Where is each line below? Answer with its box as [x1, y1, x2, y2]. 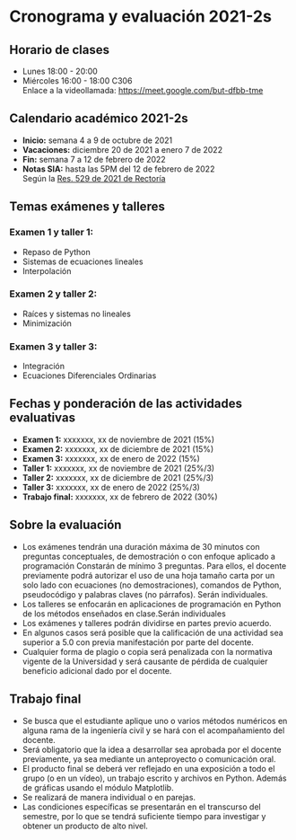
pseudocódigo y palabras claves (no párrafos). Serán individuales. [22, 588, 268, 599]
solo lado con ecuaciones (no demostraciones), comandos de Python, [22, 579, 283, 590]
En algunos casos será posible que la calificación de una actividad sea [22, 627, 284, 638]
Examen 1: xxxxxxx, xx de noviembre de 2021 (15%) [22, 434, 215, 445]
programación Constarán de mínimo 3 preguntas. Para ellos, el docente [22, 560, 287, 571]
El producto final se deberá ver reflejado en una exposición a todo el [22, 763, 275, 774]
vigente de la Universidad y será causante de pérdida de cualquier [22, 656, 268, 667]
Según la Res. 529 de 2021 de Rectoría [22, 172, 166, 183]
